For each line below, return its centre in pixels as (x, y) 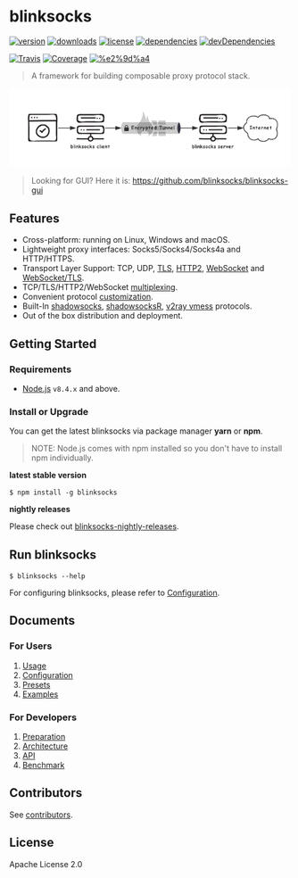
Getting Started (53, 344)
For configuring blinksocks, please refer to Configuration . (115, 592)
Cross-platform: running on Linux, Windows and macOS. (126, 240)
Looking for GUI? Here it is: (81, 181)
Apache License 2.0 (46, 864)
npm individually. (62, 458)
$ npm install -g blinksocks (63, 493)
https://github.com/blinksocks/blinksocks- (210, 181)
